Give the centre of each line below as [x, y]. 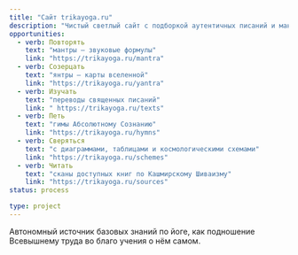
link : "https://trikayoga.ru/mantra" [95, 58]
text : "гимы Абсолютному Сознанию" [91, 125]
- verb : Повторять [51, 42]
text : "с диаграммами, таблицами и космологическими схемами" [142, 149]
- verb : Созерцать [51, 67]
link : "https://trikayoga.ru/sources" [97, 182]
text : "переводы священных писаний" [93, 100]
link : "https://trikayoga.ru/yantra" [95, 83]
